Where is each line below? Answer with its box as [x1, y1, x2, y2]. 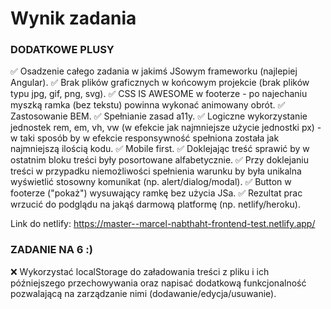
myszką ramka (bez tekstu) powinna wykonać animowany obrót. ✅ [10, 99, 286, 111]
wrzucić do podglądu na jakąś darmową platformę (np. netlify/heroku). [10, 198, 301, 211]
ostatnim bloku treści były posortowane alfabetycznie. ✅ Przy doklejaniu [10, 154, 310, 166]
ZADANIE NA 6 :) [10, 243, 93, 257]
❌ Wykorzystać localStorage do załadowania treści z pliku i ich [10, 265, 270, 277]
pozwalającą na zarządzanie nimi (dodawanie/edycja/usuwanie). [10, 287, 277, 299]
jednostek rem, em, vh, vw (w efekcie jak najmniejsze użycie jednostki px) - [10, 122, 322, 134]
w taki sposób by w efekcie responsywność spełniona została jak [10, 132, 280, 144]
